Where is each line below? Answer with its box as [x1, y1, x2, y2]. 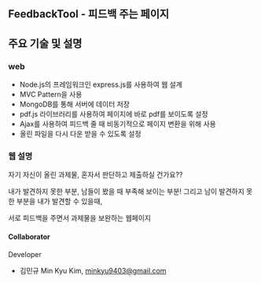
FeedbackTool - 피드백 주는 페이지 [8, 7, 170, 21]
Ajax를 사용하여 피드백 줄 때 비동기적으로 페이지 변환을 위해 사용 [19, 119, 216, 128]
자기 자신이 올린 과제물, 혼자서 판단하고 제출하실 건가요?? [8, 170, 183, 180]
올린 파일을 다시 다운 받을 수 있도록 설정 [19, 129, 142, 139]
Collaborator [8, 232, 50, 241]
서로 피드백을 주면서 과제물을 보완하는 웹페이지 [8, 214, 152, 223]
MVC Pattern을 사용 [19, 90, 83, 99]
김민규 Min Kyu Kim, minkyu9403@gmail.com [19, 266, 167, 275]
